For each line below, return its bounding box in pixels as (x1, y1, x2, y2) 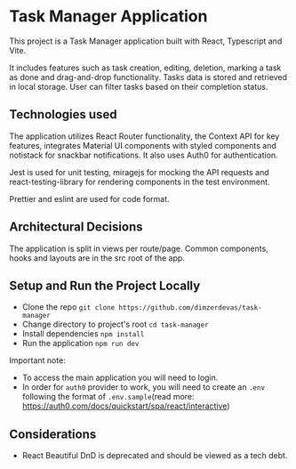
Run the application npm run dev (21, 338, 140, 349)
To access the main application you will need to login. (21, 372, 219, 384)
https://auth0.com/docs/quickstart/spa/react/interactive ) (21, 400, 230, 411)
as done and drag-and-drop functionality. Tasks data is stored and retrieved (9, 71, 287, 82)
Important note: (9, 355, 67, 366)
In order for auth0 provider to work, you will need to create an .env (21, 382, 265, 392)
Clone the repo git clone (21, 302, 116, 312)
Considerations (9, 426, 97, 441)
